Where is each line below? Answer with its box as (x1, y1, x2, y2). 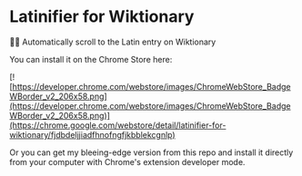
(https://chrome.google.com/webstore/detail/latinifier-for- (9, 120, 226, 131)
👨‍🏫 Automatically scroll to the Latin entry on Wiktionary (9, 36, 216, 47)
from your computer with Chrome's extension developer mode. (9, 156, 246, 167)
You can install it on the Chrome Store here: (9, 54, 173, 64)
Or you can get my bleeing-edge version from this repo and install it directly (9, 147, 294, 158)
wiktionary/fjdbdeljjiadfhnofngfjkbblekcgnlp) (9, 129, 176, 140)
